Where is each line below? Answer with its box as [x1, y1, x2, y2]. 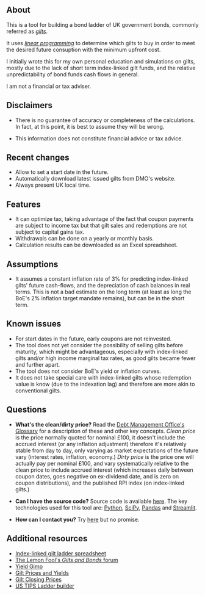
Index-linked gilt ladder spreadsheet [15, 549, 107, 557]
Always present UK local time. [15, 181, 91, 189]
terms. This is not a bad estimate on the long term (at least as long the [15, 288, 192, 295]
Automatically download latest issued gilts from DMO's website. [15, 175, 176, 182]
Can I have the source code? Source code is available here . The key [15, 497, 188, 505]
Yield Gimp [15, 563, 43, 570]
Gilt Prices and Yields [15, 569, 69, 576]
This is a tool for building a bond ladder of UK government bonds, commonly [6, 21, 199, 28]
